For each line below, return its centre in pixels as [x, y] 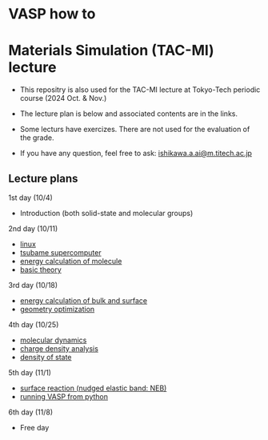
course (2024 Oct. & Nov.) [63, 98]
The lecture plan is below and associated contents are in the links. [129, 114]
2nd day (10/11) [33, 228]
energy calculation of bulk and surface [84, 300]
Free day [34, 427]
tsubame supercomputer [60, 252]
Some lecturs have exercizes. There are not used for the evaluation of [135, 130]
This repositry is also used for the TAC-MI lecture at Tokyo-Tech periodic [140, 90]
